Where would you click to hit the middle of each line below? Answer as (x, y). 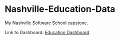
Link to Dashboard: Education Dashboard (47, 32)
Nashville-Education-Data (60, 9)
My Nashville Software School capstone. (46, 23)
